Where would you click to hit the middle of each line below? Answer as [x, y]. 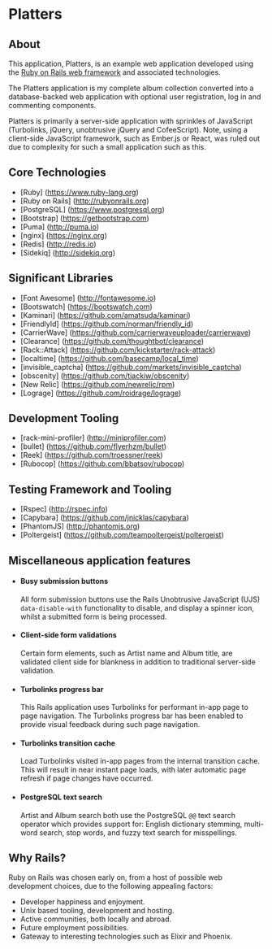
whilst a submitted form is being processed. [93, 616]
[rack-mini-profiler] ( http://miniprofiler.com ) [93, 438]
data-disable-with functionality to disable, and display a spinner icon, [137, 607]
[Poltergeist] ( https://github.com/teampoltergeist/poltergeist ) [122, 535]
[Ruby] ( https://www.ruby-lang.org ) [80, 192]
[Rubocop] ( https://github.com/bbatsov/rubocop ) [102, 464]
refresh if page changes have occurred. [86, 778]
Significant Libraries [61, 279]
